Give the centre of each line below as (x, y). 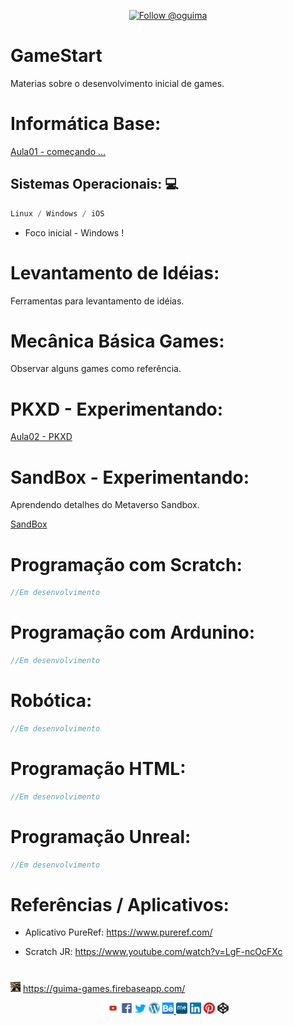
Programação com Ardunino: (133, 632)
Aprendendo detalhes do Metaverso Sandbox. (105, 505)
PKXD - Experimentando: (117, 409)
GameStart (56, 56)
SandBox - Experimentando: (130, 477)
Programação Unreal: (101, 836)
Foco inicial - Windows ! (74, 232)
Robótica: (51, 701)
